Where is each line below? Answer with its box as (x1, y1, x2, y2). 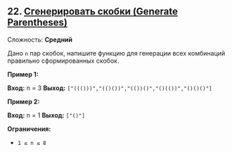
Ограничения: (7, 125, 51, 133)
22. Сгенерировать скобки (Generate (7, 6, 178, 18)
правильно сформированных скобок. (7, 56, 120, 65)
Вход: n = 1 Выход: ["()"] (7, 110, 86, 119)
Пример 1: (7, 70, 39, 78)
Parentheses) (7, 17, 68, 29)
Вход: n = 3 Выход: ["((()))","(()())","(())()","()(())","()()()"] (7, 84, 212, 92)
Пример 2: (7, 97, 40, 106)
